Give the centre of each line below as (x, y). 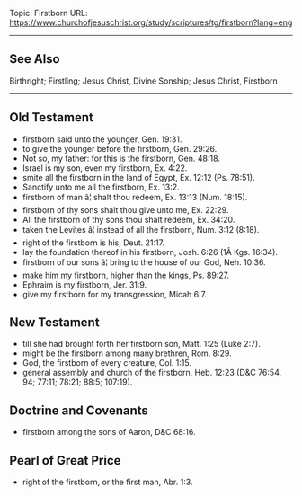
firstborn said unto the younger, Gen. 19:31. (102, 139)
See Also (35, 59)
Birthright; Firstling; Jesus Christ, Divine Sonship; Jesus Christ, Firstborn (143, 81)
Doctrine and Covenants (79, 410)
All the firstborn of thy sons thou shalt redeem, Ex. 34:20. (129, 219)
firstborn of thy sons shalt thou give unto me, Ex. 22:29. (125, 209)
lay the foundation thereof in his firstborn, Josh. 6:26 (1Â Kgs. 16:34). (150, 252)
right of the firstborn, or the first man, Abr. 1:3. (107, 482)
